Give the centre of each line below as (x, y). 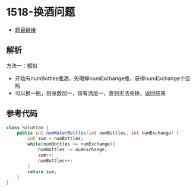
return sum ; (42, 172)
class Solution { (28, 128)
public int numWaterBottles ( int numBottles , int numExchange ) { (98, 133)
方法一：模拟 (22, 65)
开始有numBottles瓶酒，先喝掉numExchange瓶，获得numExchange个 (100, 78)
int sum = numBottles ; (56, 139)
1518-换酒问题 (41, 12)
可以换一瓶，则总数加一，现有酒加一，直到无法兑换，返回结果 (90, 93)
